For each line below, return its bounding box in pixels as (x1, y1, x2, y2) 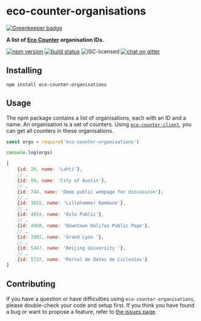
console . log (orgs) (6, 150, 53, 156)
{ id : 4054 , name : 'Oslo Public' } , (17, 211, 104, 218)
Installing (6, 66, 42, 76)
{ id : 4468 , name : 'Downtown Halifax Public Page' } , (17, 223, 150, 229)
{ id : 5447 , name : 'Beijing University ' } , (17, 245, 126, 251)
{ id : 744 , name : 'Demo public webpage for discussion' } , (17, 189, 164, 195)
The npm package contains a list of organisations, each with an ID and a (6, 114, 186, 121)
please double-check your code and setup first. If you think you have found (6, 302, 195, 309)
